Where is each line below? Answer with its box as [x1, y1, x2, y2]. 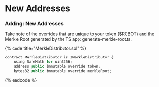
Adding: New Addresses [5, 20, 64, 27]
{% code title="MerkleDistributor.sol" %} [5, 45, 86, 51]
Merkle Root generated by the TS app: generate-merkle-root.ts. [5, 36, 132, 42]
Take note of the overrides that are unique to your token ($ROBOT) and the [5, 31, 155, 37]
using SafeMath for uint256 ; [14, 59, 73, 64]
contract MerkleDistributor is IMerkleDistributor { [5, 55, 114, 60]
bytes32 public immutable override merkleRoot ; [14, 69, 111, 73]
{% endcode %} [5, 77, 37, 83]
